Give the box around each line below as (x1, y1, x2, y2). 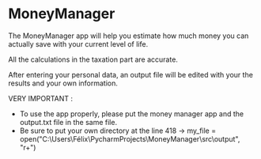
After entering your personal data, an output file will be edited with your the (8, 70, 253, 79)
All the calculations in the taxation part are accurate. (8, 55, 178, 64)
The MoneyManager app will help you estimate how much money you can (8, 31, 249, 40)
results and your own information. (8, 78, 119, 88)
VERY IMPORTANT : (8, 93, 74, 103)
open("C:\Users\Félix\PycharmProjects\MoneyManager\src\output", (19, 134, 240, 143)
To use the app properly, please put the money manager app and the (19, 108, 244, 119)
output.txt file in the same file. (19, 117, 117, 127)
